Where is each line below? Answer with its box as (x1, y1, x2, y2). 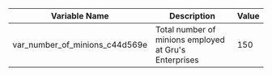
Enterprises (155, 54, 200, 65)
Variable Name (51, 11, 109, 21)
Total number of (155, 24, 216, 35)
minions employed (155, 34, 225, 45)
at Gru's (155, 44, 186, 55)
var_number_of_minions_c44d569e (12, 40, 148, 50)
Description (168, 11, 216, 21)
